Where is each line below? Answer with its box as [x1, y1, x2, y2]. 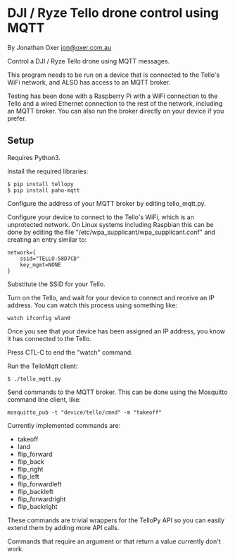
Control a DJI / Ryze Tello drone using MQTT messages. [7, 56, 170, 65]
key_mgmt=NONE [20, 261, 61, 269]
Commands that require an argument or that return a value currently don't [7, 537, 221, 546]
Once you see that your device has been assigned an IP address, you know [7, 326, 226, 336]
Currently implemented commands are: [7, 421, 121, 429]
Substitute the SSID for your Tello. [7, 280, 106, 288]
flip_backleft [17, 487, 54, 496]
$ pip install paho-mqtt [7, 187, 80, 194]
